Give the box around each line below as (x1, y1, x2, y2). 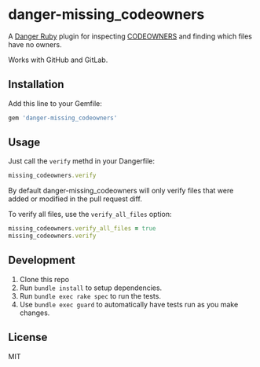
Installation (8, 78, 64, 91)
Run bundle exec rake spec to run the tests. (19, 291, 161, 300)
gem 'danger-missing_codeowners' (8, 114, 118, 122)
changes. (19, 308, 50, 317)
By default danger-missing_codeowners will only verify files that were (8, 186, 234, 196)
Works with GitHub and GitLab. (8, 55, 108, 64)
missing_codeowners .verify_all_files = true (8, 225, 156, 233)
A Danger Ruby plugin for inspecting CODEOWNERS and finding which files (8, 31, 253, 41)
